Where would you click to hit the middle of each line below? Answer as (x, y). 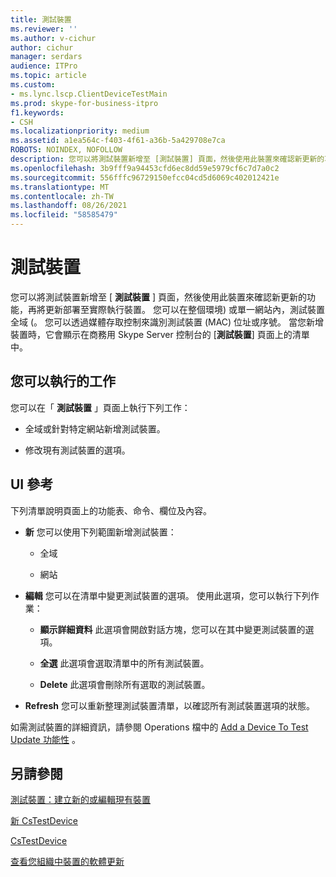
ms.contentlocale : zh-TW (62, 196)
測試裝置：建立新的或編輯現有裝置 (80, 800)
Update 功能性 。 (45, 739)
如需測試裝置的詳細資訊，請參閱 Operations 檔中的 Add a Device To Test (159, 727)
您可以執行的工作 (63, 381)
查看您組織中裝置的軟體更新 (67, 862)
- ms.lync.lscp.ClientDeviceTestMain (89, 94)
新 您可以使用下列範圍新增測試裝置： (100, 532)
